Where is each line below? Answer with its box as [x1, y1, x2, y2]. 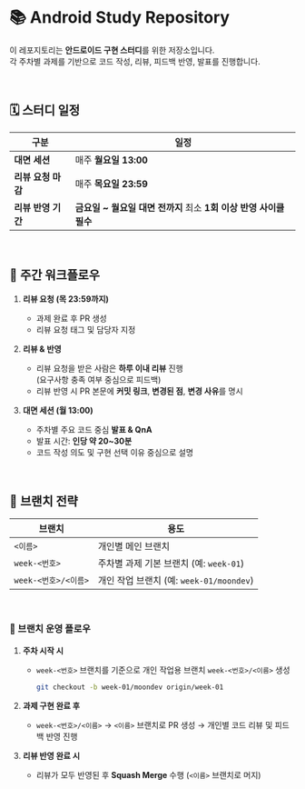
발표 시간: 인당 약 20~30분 [35, 435, 133, 446]
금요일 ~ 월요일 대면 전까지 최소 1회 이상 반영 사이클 [74, 201, 285, 214]
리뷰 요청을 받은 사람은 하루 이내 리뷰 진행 [35, 363, 183, 374]
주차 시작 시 [22, 644, 64, 655]
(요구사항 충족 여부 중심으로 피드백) [35, 374, 162, 385]
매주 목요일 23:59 [74, 177, 148, 190]
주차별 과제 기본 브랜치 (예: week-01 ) [97, 557, 245, 570]
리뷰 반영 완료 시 [22, 750, 80, 761]
